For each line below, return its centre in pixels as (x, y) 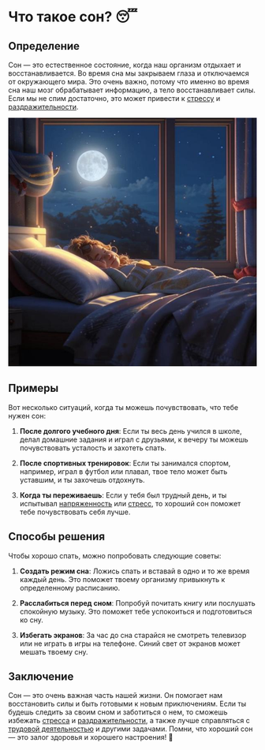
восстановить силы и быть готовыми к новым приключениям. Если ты (127, 704)
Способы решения (56, 537)
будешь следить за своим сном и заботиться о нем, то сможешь (118, 712)
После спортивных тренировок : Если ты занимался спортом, (125, 463)
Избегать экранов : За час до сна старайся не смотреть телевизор (133, 635)
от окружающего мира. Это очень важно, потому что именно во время (129, 82)
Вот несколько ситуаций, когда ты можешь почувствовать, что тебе (123, 407)
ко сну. (31, 620)
